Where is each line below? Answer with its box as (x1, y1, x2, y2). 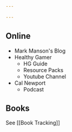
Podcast (23, 85, 44, 93)
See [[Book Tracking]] (5, 119, 61, 127)
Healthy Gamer (14, 53, 52, 61)
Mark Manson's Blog (14, 47, 66, 54)
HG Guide (23, 60, 48, 67)
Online (5, 31, 31, 41)
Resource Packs (23, 66, 64, 73)
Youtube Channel (23, 73, 67, 80)
